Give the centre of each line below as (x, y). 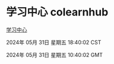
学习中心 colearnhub (57, 12)
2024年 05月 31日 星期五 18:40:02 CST (54, 42)
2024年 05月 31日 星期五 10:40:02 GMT (54, 55)
